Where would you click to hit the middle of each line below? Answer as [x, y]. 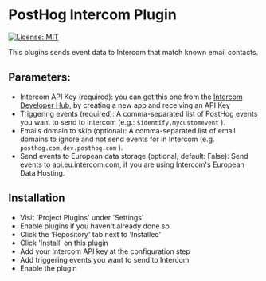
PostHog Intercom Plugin [92, 15]
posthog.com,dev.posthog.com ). [71, 147]
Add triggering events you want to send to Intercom [104, 259]
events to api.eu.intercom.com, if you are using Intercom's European [132, 164]
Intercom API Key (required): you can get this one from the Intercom [131, 97]
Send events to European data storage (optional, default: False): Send [134, 156]
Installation [37, 198]
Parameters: [39, 77]
